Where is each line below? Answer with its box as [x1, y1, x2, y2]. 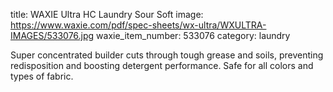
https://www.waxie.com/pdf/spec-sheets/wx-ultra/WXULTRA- [10, 19, 267, 31]
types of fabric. [10, 70, 74, 82]
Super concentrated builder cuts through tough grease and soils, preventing [10, 49, 324, 61]
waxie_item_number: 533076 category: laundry [96, 30, 291, 41]
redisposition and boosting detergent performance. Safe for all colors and [10, 60, 314, 71]
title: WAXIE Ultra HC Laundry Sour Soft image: [10, 9, 204, 20]
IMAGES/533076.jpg [10, 30, 95, 41]
